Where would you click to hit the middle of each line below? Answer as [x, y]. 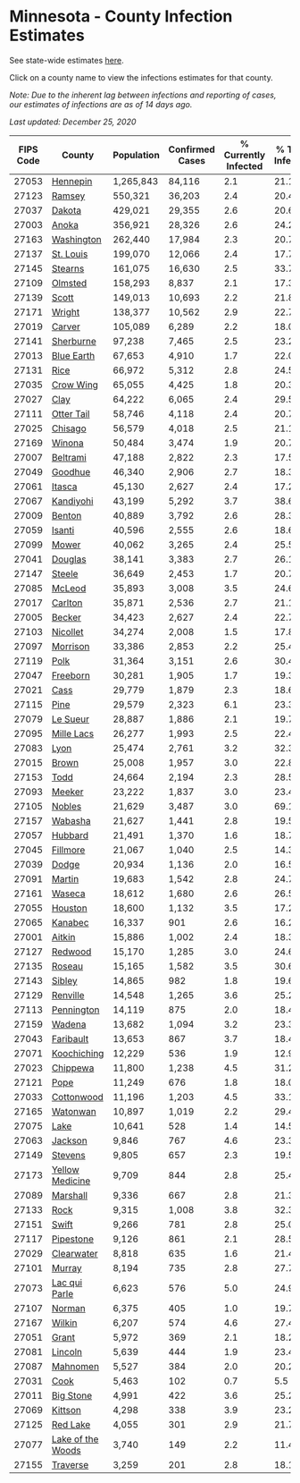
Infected [245, 165]
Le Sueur [71, 719]
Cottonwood [78, 1097]
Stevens [69, 1155]
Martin [65, 878]
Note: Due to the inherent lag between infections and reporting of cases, [143, 95]
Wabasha [71, 820]
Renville [68, 995]
